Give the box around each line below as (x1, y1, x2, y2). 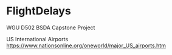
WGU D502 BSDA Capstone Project (6, 24, 95, 31)
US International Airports (6, 35, 69, 42)
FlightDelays (6, 4, 71, 18)
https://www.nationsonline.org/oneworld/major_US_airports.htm (6, 42, 166, 49)
